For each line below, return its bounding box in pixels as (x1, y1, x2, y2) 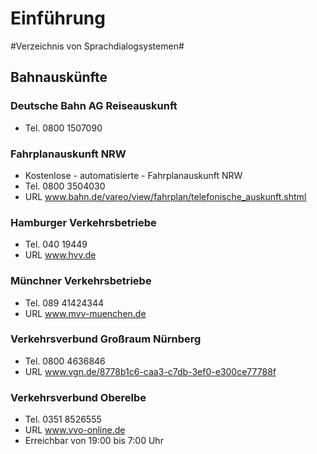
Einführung (10, 7, 106, 30)
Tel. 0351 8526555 (24, 413, 102, 426)
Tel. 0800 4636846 (24, 355, 106, 367)
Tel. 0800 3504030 (24, 180, 106, 192)
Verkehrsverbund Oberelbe (10, 390, 147, 404)
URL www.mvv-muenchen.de (24, 307, 147, 319)
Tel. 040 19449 (24, 238, 88, 251)
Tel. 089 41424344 (24, 297, 104, 309)
